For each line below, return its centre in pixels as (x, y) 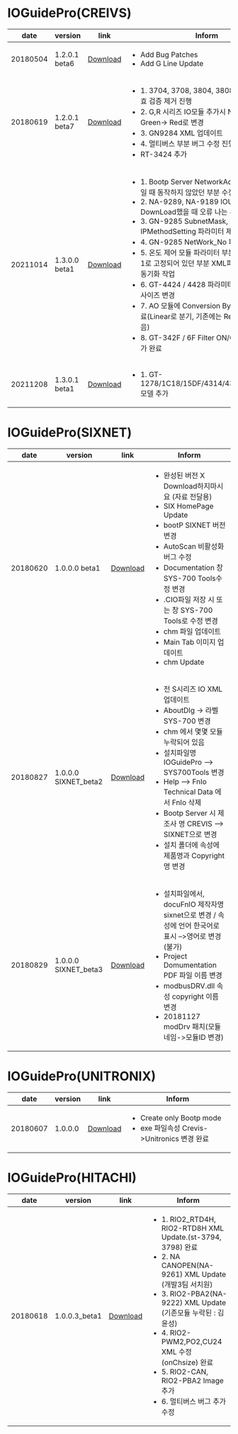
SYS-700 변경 (187, 721)
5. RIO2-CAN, (185, 1372)
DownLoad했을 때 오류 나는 (184, 212)
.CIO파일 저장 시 (189, 599)
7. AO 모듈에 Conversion (181, 306)
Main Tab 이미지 (189, 642)
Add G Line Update (172, 63)
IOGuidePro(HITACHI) (72, 1177)
